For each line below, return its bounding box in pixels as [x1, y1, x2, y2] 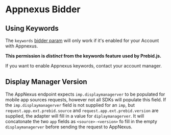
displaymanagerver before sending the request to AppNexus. [5, 124, 133, 130]
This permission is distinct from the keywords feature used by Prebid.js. [5, 53, 162, 59]
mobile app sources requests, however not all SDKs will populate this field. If [5, 96, 166, 103]
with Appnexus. [5, 43, 38, 49]
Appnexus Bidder [5, 4, 81, 15]
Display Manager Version [5, 78, 88, 86]
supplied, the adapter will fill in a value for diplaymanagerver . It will [5, 112, 144, 119]
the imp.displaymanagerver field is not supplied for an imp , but [5, 102, 135, 108]
